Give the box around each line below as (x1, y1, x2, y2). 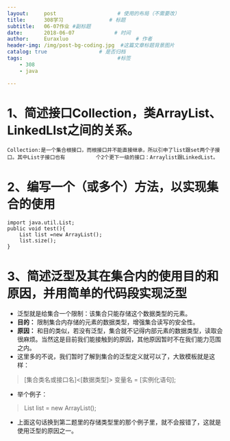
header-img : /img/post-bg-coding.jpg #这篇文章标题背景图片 (7, 42, 175, 49)
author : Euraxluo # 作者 (7, 36, 153, 43)
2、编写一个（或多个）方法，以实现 (7, 179, 207, 194)
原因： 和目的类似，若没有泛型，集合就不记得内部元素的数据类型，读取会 (16, 327, 223, 335)
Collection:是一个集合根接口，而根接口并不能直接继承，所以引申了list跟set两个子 (7, 147, 216, 154)
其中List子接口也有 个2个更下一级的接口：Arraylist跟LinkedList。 (16, 154, 219, 161)
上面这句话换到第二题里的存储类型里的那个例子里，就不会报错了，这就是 (16, 418, 221, 427)
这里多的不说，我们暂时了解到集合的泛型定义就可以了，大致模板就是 (16, 352, 209, 361)
